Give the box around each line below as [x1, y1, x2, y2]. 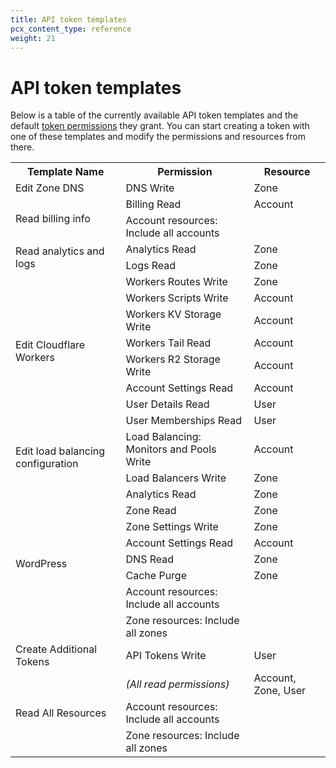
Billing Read [125, 197, 182, 211]
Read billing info [15, 212, 91, 226]
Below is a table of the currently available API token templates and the [10, 109, 299, 121]
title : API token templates [10, 14, 128, 25]
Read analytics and [15, 244, 105, 258]
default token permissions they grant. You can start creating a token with [10, 120, 310, 132]
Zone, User [253, 684, 307, 698]
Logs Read [125, 259, 177, 273]
